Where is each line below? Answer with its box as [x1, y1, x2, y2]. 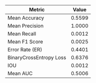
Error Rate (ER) [7, 46, 42, 53]
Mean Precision [7, 22, 44, 29]
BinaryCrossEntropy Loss [7, 54, 66, 61]
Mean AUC [7, 70, 33, 77]
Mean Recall [7, 30, 36, 37]
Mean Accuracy [7, 15, 44, 21]
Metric [29, 6, 45, 13]
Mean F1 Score [7, 39, 43, 45]
